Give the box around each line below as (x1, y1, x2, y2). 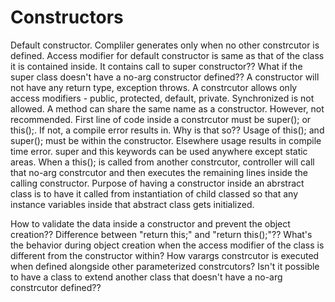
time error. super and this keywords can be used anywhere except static (10, 145, 308, 157)
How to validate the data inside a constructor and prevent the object (10, 217, 291, 230)
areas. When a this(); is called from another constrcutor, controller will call (10, 156, 315, 168)
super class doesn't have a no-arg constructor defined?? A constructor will (10, 71, 320, 83)
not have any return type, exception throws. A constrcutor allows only (10, 81, 298, 93)
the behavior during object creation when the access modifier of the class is (10, 239, 325, 251)
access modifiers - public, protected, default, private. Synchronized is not (10, 92, 315, 104)
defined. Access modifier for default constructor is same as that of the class (10, 49, 325, 61)
